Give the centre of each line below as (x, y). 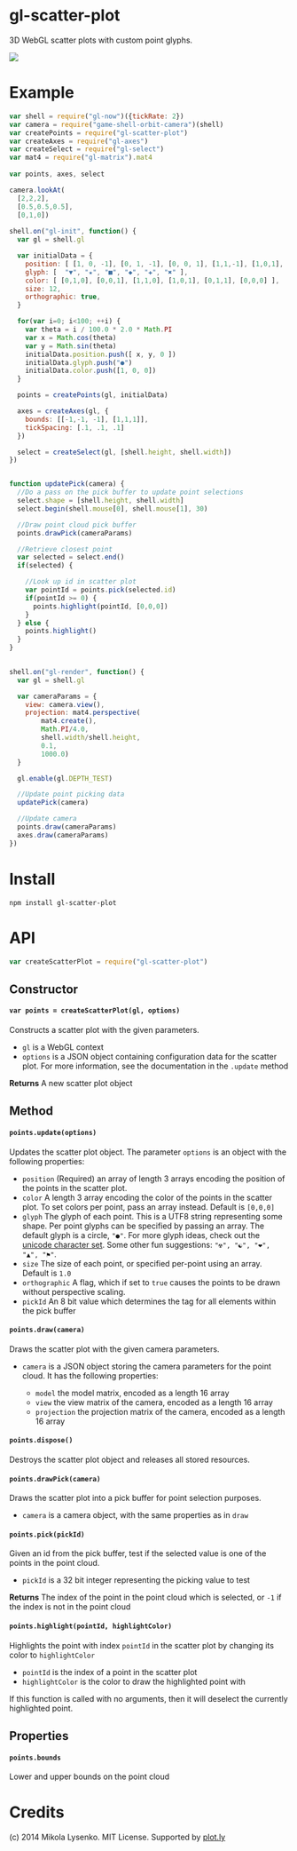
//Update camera (47, 819)
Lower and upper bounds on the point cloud (90, 1776)
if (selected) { (45, 566)
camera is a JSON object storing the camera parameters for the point (147, 1366)
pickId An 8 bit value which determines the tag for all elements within (149, 1301)
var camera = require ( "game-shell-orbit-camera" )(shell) (117, 124)
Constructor (43, 989)
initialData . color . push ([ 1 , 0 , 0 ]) (91, 371)
